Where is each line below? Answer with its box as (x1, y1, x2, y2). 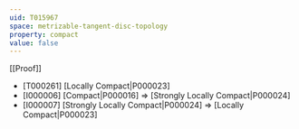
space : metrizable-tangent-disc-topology (9, 22, 169, 31)
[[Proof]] (9, 63, 43, 74)
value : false (9, 38, 59, 48)
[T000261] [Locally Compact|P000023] (22, 80, 170, 91)
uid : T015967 (9, 13, 59, 23)
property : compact (9, 30, 79, 39)
